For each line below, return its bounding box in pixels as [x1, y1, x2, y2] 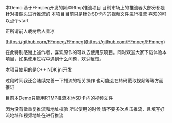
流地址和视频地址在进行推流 [5, 112, 64, 118]
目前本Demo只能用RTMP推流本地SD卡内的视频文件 [5, 95, 113, 101]
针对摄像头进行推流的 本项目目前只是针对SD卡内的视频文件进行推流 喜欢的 [5, 11, 162, 17]
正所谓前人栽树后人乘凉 [5, 28, 55, 34]
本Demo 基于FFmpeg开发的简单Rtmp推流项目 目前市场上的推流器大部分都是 [5, 5, 165, 10]
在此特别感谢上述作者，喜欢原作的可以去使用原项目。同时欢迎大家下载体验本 [5, 49, 167, 55]
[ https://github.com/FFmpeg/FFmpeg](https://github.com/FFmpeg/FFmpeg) [5, 39, 165, 45]
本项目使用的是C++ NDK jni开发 [5, 66, 72, 73]
